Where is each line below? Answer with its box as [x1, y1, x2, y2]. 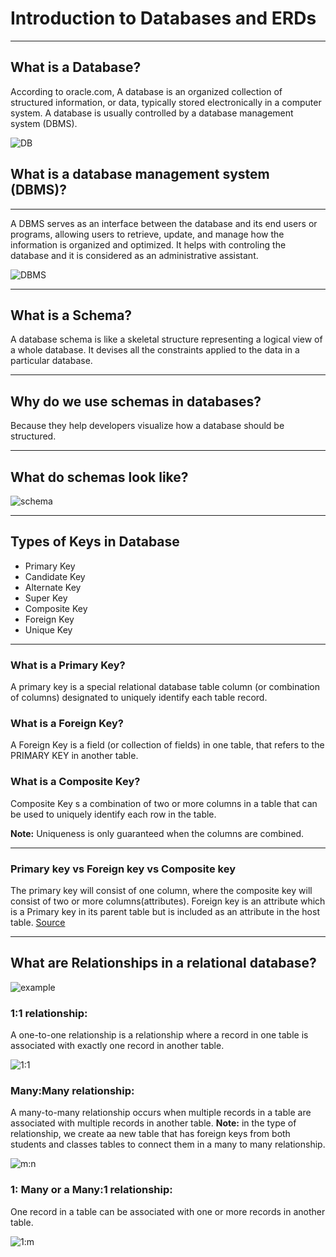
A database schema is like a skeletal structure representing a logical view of [10, 333, 323, 346]
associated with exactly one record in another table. [10, 1040, 225, 1052]
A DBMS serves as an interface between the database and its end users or [10, 217, 318, 229]
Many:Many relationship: [10, 1084, 135, 1098]
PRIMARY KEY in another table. [10, 750, 139, 762]
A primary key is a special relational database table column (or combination [10, 681, 320, 693]
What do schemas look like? [10, 468, 189, 486]
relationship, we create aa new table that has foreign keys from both [10, 1128, 291, 1140]
